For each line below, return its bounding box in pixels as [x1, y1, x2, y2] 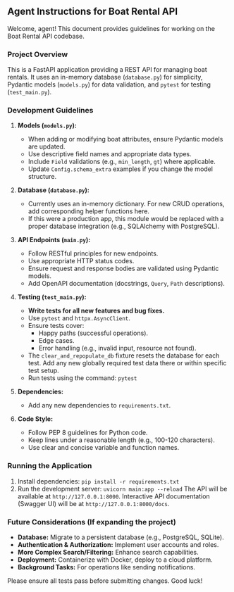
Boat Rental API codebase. [7, 32, 85, 40]
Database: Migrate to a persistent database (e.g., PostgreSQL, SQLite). [17, 533, 224, 541]
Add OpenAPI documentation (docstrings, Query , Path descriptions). [27, 279, 226, 288]
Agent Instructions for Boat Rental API [7, 6, 178, 18]
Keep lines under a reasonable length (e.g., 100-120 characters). [27, 436, 215, 444]
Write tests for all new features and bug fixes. [27, 306, 165, 315]
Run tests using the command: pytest [27, 374, 137, 382]
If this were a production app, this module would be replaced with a [27, 215, 224, 223]
